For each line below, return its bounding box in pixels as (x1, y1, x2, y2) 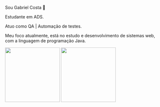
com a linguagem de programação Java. (5, 38, 86, 44)
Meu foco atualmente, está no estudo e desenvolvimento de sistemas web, (5, 33, 156, 38)
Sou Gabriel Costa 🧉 (5, 5, 46, 10)
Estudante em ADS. (5, 14, 44, 19)
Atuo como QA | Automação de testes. (5, 23, 82, 29)
